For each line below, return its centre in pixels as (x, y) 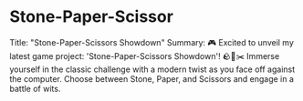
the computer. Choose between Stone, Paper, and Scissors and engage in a (152, 78)
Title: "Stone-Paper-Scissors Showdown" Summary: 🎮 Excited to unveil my (152, 42)
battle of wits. (35, 88)
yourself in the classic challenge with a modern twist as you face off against (152, 69)
